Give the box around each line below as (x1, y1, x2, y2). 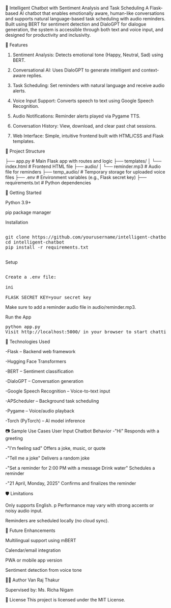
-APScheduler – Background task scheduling (5, 398, 99, 404)
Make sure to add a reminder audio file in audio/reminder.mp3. (5, 304, 136, 310)
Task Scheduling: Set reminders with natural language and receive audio (12, 82, 165, 88)
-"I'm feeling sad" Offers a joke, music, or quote (5, 445, 106, 451)
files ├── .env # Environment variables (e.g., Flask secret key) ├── (5, 174, 147, 180)
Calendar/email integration (5, 547, 61, 553)
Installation (5, 220, 28, 225)
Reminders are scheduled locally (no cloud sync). (5, 518, 109, 523)
